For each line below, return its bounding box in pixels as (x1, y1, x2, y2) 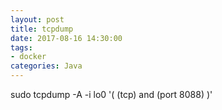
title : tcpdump (10, 24, 74, 34)
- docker (10, 52, 47, 62)
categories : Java (10, 61, 83, 71)
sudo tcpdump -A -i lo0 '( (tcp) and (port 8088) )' (10, 89, 213, 100)
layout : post (10, 14, 65, 25)
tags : (10, 42, 33, 53)
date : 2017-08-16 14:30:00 (10, 33, 123, 43)
